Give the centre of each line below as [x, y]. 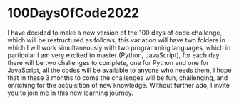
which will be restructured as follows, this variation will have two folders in [117, 40]
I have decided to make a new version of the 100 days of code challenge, [115, 33]
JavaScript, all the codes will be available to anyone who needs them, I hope [119, 70]
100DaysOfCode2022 [73, 13]
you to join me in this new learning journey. [70, 93]
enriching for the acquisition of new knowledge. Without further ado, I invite [119, 85]
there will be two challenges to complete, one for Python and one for [108, 62]
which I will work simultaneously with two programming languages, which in [119, 47]
